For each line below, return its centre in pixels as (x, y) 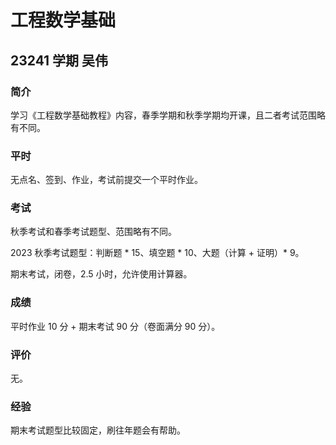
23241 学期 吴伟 (59, 60)
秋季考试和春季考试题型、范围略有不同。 (93, 232)
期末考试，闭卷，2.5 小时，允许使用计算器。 (101, 274)
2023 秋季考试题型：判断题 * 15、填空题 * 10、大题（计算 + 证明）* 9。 (157, 253)
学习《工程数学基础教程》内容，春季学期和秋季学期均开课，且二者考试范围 (163, 115)
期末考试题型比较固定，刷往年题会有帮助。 (98, 430)
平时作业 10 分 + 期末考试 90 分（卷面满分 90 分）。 (115, 326)
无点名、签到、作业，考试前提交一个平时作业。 (106, 180)
